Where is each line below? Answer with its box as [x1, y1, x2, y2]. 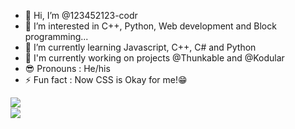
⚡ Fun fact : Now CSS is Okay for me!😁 [24, 74, 188, 85]
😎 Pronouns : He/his [24, 63, 111, 74]
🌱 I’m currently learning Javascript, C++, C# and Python [24, 41, 257, 53]
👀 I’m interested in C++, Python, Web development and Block [24, 20, 277, 32]
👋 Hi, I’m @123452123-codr [24, 10, 138, 21]
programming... [24, 31, 89, 42]
